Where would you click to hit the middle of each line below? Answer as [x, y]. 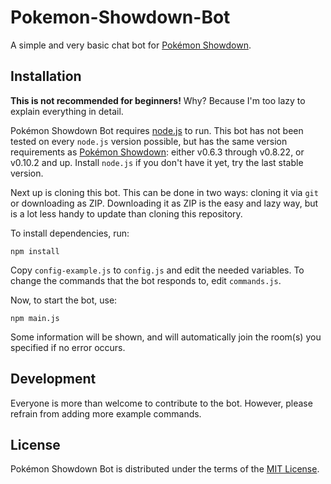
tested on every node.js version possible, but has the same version [149, 141]
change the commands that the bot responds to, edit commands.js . [146, 280]
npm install [35, 251]
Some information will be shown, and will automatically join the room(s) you [166, 337]
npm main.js [35, 318]
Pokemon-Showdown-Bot [120, 17]
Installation [46, 76]
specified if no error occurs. [68, 347]
